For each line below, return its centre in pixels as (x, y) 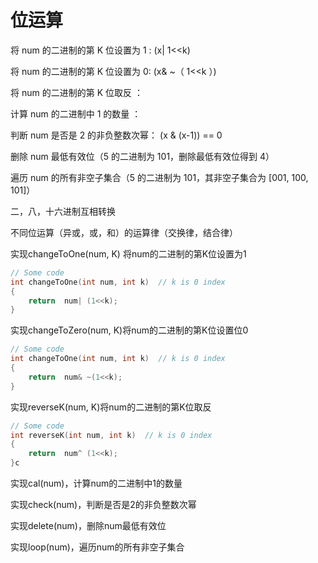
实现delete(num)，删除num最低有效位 (88, 526)
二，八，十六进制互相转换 (63, 211)
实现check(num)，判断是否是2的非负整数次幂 (103, 505)
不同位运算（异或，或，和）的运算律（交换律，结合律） (124, 232)
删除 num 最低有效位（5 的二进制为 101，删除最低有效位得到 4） (142, 156)
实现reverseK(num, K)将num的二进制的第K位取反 (111, 407)
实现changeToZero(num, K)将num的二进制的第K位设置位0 (129, 330)
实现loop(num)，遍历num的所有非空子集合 (97, 547)
